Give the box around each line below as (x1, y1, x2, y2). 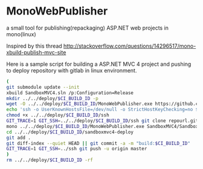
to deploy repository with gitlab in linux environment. (6, 66, 137, 74)
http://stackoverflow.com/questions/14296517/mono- (63, 42, 196, 49)
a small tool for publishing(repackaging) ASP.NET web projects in (6, 24, 169, 31)
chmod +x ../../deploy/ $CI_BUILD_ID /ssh (6, 112, 110, 118)
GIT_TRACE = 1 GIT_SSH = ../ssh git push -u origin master (6, 146, 147, 152)
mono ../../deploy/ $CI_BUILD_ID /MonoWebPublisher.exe (6, 123, 145, 129)
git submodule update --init (6, 84, 80, 90)
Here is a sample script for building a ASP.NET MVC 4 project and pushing (6, 60, 192, 68)
